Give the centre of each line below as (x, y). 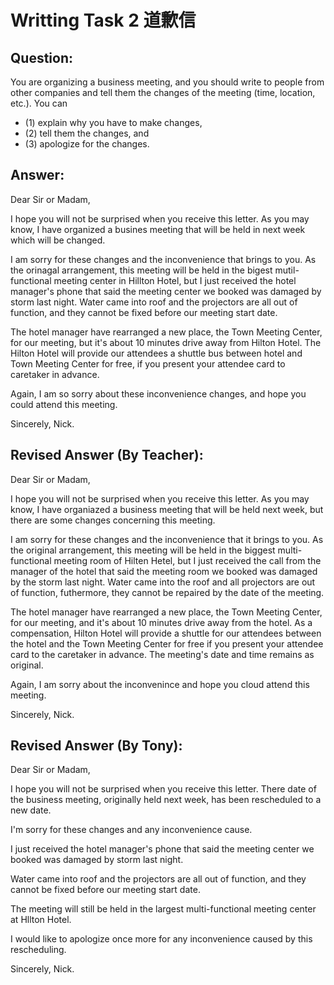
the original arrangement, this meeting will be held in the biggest (143, 550)
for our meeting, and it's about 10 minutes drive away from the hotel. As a (161, 622)
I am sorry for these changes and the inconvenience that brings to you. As (163, 259)
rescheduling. (38, 950)
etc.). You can (39, 103)
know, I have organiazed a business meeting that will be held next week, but (167, 509)
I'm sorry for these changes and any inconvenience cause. (131, 830)
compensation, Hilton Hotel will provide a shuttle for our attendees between (166, 633)
